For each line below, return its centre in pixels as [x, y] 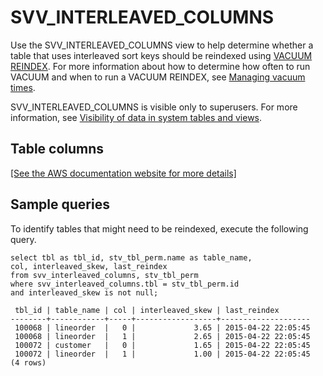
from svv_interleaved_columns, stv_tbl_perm [104, 275]
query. [23, 239]
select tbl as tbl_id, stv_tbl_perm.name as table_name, [131, 257]
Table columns [57, 149]
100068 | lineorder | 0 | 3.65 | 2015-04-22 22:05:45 [162, 327]
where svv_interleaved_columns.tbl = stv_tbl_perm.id [125, 284]
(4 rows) [28, 362]
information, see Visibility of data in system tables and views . [136, 117]
